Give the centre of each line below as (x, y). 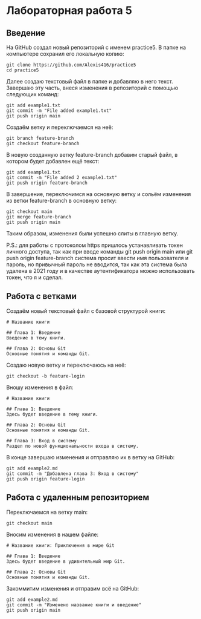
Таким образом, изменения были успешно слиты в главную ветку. (92, 233)
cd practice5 (23, 70)
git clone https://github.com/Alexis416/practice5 (71, 65)
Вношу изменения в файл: (40, 387)
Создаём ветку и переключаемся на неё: (60, 127)
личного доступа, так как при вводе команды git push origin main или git (100, 251)
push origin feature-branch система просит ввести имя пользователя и (97, 258)
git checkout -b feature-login (46, 376)
